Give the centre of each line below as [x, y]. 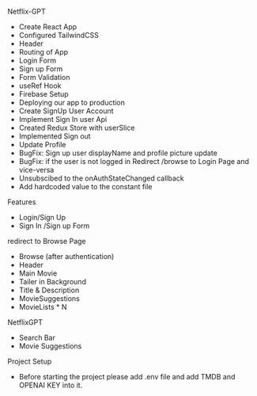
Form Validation [44, 77]
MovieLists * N [43, 307]
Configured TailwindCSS [59, 35]
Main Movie [38, 273]
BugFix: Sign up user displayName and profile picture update [118, 153]
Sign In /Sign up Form [54, 226]
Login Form [38, 60]
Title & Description [49, 290]
